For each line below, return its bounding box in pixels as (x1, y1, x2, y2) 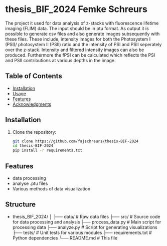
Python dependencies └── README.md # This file (12, 234, 118, 241)
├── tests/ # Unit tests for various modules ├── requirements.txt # (12, 229, 152, 235)
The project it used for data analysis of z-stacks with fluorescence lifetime (5, 20, 159, 26)
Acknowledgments (12, 101, 52, 107)
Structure (5, 200, 36, 209)
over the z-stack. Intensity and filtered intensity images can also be (5, 47, 144, 53)
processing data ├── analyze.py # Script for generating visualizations (12, 224, 157, 230)
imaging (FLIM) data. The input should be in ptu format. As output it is (5, 25, 149, 31)
